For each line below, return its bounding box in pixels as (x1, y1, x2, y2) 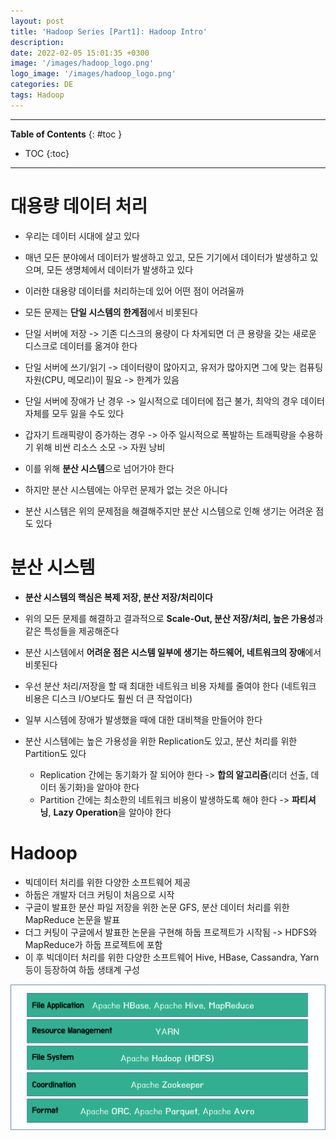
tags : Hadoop (10, 90, 65, 100)
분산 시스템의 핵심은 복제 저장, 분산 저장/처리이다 (24, 591, 213, 603)
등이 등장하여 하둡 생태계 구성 (24, 963, 140, 975)
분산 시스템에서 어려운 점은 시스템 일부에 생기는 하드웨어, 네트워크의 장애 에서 (24, 646, 322, 658)
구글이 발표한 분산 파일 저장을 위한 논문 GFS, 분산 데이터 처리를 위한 (24, 901, 290, 913)
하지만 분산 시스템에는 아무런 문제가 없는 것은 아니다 (24, 483, 228, 495)
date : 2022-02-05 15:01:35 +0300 (10, 48, 150, 58)
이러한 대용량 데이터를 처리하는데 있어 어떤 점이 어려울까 (24, 285, 245, 297)
